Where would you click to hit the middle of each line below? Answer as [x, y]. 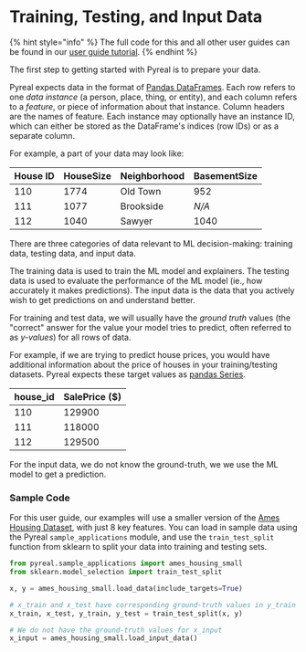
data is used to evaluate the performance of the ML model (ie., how [136, 280]
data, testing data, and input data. [73, 253]
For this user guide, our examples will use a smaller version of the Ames [145, 518]
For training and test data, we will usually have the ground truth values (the [150, 318]
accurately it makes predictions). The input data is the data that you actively [152, 290]
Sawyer [137, 221]
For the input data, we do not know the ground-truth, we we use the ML [144, 464]
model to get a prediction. [58, 474]
